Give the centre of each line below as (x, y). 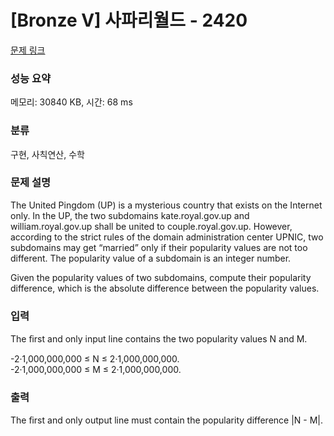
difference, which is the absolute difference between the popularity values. (165, 288)
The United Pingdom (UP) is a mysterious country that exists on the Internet (166, 205)
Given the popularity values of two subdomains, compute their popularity (161, 277)
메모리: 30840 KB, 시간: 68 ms (71, 102)
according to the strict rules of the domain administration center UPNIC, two (167, 237)
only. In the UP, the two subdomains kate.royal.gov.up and (130, 215)
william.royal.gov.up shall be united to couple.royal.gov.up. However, (151, 226)
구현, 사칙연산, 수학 (47, 154)
